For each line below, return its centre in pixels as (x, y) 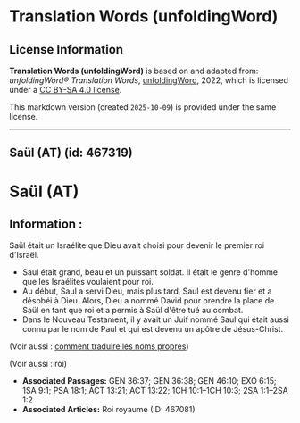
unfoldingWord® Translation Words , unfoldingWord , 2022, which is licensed (149, 80)
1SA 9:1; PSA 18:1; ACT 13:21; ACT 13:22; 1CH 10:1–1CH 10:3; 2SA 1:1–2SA (155, 391)
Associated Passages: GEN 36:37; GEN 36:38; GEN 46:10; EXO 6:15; (149, 381)
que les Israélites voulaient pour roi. (87, 282)
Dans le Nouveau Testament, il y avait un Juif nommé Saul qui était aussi (156, 319)
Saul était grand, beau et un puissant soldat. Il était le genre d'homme (150, 272)
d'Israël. (24, 255)
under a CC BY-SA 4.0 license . (66, 90)
